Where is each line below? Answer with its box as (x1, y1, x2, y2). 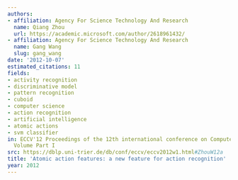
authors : (7, 10, 33, 18)
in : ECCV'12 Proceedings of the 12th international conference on (7, 135, 208, 142)
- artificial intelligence (7, 116, 87, 123)
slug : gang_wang (13, 50, 62, 57)
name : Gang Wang (13, 43, 62, 50)
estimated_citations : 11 (7, 63, 81, 70)
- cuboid (7, 96, 33, 103)
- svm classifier (7, 129, 59, 136)
